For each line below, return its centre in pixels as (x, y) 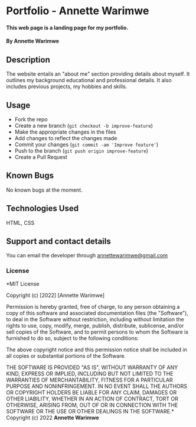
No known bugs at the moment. (44, 190)
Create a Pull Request (41, 157)
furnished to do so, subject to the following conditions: (72, 338)
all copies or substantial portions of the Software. (66, 355)
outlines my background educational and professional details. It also (89, 80)
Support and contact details (58, 242)
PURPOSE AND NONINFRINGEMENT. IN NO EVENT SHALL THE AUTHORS (97, 386)
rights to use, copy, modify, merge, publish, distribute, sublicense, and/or (95, 325)
